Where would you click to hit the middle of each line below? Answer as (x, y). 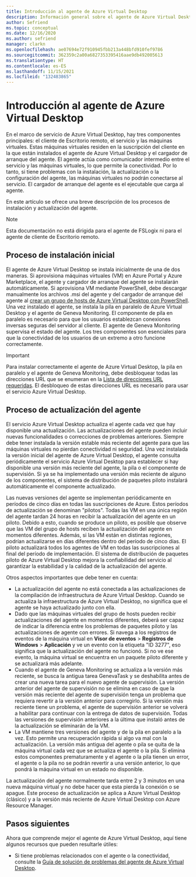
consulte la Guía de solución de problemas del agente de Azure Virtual (99, 862)
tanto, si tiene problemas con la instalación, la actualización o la (83, 172)
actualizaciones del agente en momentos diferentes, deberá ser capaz (99, 620)
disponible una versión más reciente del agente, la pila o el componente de (96, 467)
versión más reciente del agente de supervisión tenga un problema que (100, 694)
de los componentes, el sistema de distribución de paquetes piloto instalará (97, 480)
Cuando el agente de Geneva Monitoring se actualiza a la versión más (98, 669)
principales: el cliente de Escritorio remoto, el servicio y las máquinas (89, 141)
